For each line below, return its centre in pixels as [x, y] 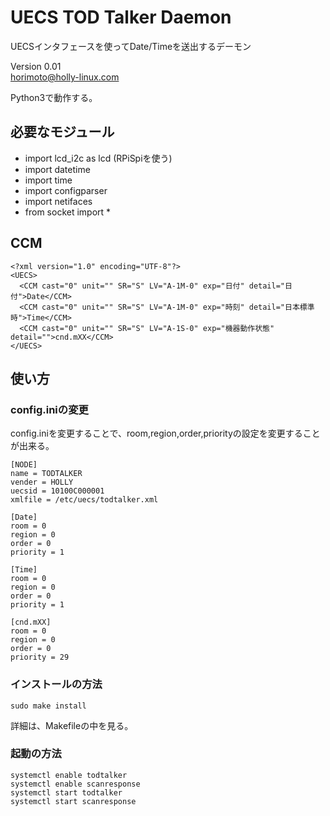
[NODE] [24, 465]
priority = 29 [40, 657]
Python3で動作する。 [54, 97]
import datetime [57, 169]
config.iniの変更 [49, 409]
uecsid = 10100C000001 [57, 491]
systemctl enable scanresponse [75, 784]
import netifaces [58, 201]
